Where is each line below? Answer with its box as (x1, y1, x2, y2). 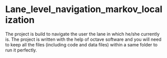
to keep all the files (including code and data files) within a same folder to (5, 41, 158, 47)
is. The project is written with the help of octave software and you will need (5, 36, 161, 42)
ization (5, 14, 35, 26)
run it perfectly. (5, 47, 37, 53)
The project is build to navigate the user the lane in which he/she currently (5, 31, 160, 37)
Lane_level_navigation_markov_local (5, 4, 162, 15)
